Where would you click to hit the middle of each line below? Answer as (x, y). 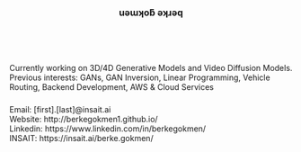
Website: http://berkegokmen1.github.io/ (84, 119)
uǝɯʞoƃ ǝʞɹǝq (151, 13)
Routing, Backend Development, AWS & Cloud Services (111, 86)
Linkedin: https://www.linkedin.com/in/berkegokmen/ (108, 129)
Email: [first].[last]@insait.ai (60, 109)
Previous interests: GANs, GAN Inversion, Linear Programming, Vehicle (140, 77)
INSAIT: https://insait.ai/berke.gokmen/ (82, 138)
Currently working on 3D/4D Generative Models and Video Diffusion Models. (151, 67)
